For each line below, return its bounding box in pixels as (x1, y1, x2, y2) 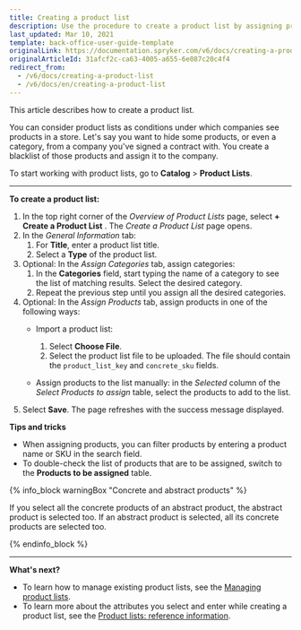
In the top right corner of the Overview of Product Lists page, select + (21, 211, 280, 221)
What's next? (9, 564, 61, 574)
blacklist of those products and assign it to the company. (9, 150, 219, 161)
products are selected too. (9, 521, 107, 531)
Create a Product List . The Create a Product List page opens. (21, 220, 253, 231)
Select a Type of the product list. (35, 248, 158, 260)
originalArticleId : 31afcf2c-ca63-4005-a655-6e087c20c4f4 (9, 55, 230, 64)
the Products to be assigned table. (21, 467, 152, 478)
